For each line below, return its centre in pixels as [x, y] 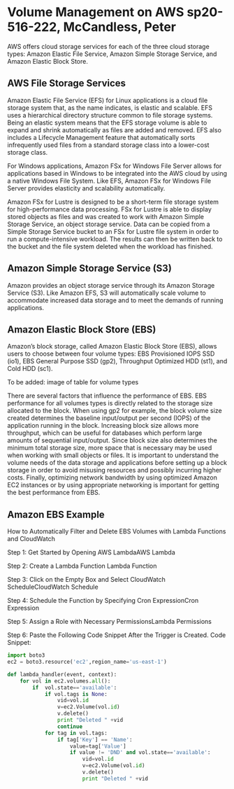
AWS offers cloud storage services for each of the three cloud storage [108, 46]
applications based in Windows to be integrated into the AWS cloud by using [117, 173]
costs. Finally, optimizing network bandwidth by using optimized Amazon [112, 477]
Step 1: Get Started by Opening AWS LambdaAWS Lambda [92, 552]
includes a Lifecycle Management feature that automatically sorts [101, 137]
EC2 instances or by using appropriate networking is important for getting [114, 485]
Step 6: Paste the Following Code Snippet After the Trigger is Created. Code [117, 635]
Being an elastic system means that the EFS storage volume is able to [107, 123]
